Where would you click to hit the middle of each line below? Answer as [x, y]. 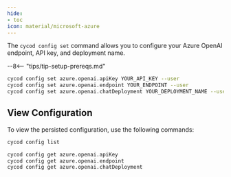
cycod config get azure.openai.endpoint [66, 161]
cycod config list [33, 142]
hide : [15, 13]
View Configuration [50, 113]
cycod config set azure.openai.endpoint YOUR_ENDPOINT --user [98, 85]
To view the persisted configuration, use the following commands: [101, 129]
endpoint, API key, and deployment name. [66, 53]
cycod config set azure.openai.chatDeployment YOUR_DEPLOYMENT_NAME [107, 92]
